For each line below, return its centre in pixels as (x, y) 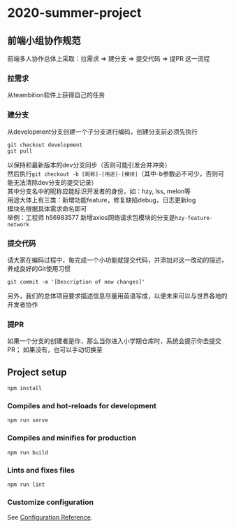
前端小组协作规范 (44, 40)
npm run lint (26, 485)
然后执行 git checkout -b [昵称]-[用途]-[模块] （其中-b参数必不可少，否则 (113, 174)
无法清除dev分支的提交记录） (55, 182)
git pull (20, 151)
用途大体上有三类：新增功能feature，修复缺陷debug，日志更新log (102, 200)
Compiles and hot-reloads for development (82, 405)
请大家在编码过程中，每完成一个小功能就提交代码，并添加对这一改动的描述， (117, 260)
